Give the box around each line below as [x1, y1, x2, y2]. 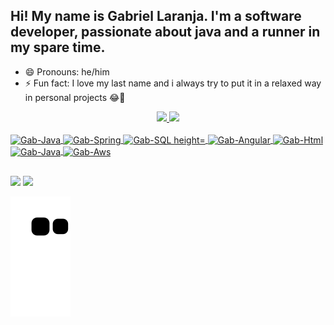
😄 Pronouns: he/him [24, 65, 110, 78]
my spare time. [10, 39, 106, 56]
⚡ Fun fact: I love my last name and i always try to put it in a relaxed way [24, 77, 322, 89]
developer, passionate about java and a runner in [10, 24, 321, 41]
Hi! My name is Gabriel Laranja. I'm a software [10, 8, 302, 25]
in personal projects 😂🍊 [24, 91, 126, 103]
